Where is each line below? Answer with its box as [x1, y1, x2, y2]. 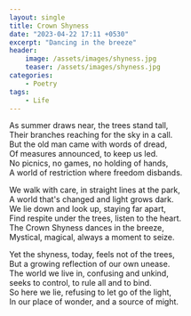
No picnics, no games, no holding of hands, [9, 158, 169, 169]
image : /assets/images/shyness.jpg [25, 54, 157, 63]
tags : [9, 87, 29, 96]
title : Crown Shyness [9, 21, 90, 30]
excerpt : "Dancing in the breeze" [9, 37, 138, 47]
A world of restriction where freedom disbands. [9, 167, 183, 178]
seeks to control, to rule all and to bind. [9, 278, 153, 288]
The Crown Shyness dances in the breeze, [9, 223, 164, 233]
